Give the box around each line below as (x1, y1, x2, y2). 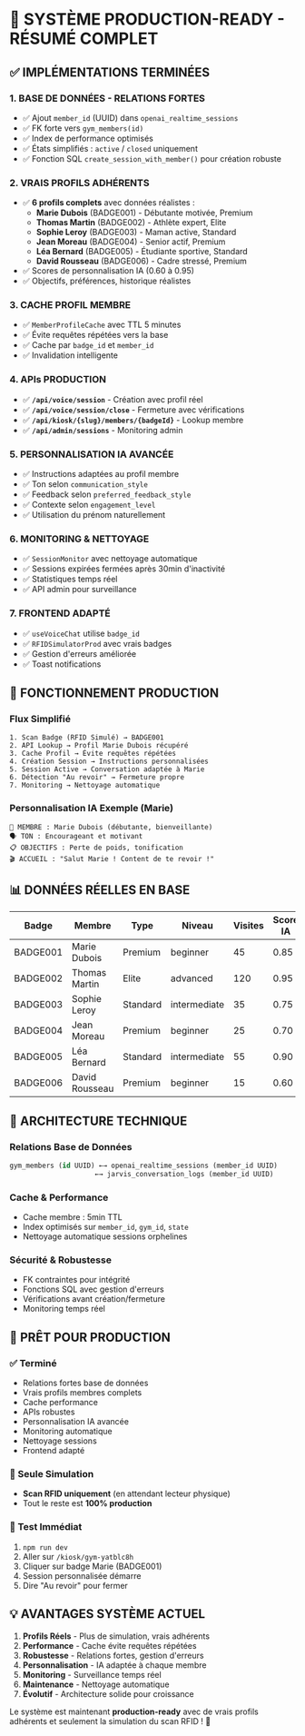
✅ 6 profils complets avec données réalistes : (22, 197, 195, 208)
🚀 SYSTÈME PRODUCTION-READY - (9, 9, 285, 30)
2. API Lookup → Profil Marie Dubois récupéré (9, 741, 189, 750)
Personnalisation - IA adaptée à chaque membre (22, 1659, 207, 1671)
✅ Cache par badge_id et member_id (22, 340, 154, 351)
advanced (171, 972, 213, 985)
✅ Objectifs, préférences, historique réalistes (22, 275, 192, 286)
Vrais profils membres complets (22, 1387, 143, 1398)
